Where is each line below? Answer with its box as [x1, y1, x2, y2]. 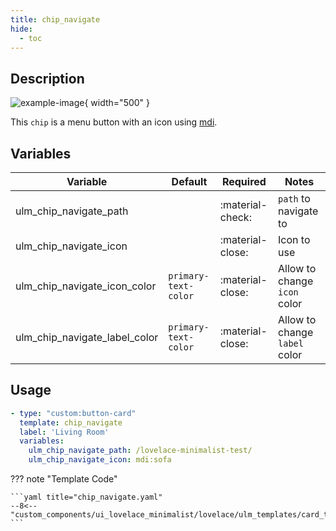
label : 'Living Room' [19, 427, 110, 437]
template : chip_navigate [19, 417, 123, 428]
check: [219, 211, 252, 224]
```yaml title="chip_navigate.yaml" [10, 492, 163, 503]
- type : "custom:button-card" [10, 408, 137, 418]
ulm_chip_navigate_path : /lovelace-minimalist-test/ [28, 446, 253, 456]
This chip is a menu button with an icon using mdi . [10, 116, 218, 128]
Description [10, 70, 85, 87]
